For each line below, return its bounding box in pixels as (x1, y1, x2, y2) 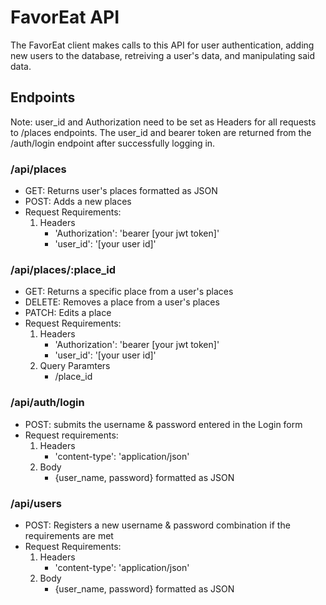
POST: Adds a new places (24, 196, 132, 208)
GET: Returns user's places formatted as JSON (24, 185, 218, 197)
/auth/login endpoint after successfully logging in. (10, 137, 216, 149)
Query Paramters (39, 360, 111, 372)
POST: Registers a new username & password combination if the (24, 519, 291, 531)
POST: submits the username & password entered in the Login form (24, 418, 303, 430)
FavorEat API (10, 6, 120, 29)
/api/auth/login (10, 396, 85, 410)
